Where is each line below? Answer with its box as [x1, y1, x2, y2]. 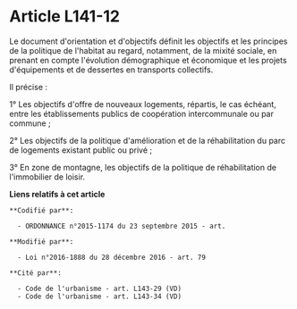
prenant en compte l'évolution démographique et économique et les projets [9, 54, 288, 65]
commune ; [9, 118, 51, 129]
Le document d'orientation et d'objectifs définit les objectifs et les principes [9, 36, 288, 46]
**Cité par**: [9, 268, 63, 278]
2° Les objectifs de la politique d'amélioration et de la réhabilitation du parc [9, 135, 286, 146]
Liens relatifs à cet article [9, 188, 106, 199]
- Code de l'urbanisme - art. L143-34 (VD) [17, 292, 182, 301]
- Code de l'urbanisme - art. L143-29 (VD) [17, 284, 182, 293]
